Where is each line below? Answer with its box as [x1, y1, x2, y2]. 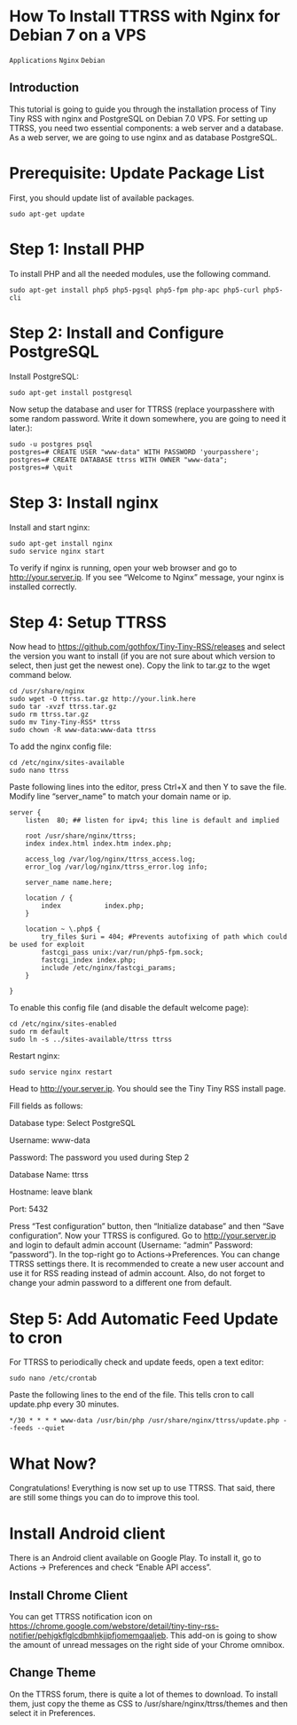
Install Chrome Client [9, 1587, 129, 1603]
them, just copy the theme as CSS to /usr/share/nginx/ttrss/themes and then [9, 1697, 288, 1709]
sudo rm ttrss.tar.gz [9, 710, 90, 720]
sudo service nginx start [9, 547, 105, 555]
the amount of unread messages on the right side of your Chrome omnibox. [9, 1640, 285, 1650]
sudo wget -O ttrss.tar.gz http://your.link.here [9, 695, 197, 704]
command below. [9, 670, 73, 681]
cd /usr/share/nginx [9, 687, 86, 696]
